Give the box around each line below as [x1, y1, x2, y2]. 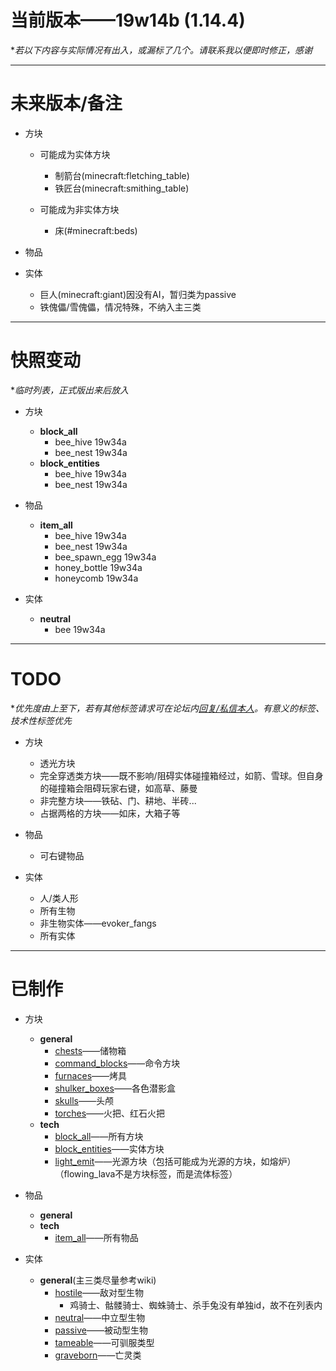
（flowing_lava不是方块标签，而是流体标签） [54, 1167, 238, 1180]
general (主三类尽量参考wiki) [39, 1274, 157, 1286]
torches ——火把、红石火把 [54, 1107, 166, 1119]
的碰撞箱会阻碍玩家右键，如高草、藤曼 [39, 782, 198, 794]
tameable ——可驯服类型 [54, 1336, 155, 1348]
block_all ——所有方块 [54, 1130, 144, 1142]
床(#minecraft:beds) [54, 224, 138, 236]
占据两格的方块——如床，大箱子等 [39, 807, 181, 819]
